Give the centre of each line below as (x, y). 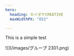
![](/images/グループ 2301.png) (37, 48)
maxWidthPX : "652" (29, 19)
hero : (11, 10)
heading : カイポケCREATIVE (36, 14)
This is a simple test (26, 37)
